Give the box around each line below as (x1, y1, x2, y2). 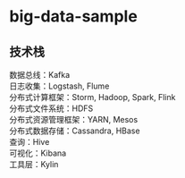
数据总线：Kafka (9, 70, 70, 80)
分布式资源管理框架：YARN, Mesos (9, 114, 139, 124)
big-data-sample (9, 6, 139, 27)
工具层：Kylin (9, 159, 59, 169)
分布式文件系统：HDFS (9, 103, 94, 114)
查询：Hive (9, 137, 50, 147)
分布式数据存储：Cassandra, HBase (9, 125, 140, 136)
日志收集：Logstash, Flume (9, 81, 110, 91)
